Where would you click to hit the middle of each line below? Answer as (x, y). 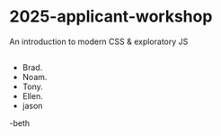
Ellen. (32, 96)
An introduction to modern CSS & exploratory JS (99, 41)
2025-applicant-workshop (111, 17)
